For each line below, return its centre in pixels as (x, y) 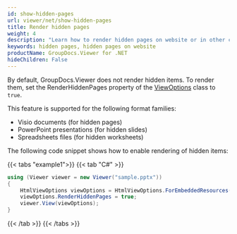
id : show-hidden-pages (41, 14)
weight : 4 (22, 33)
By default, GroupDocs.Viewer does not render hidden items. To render (111, 80)
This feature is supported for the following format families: (92, 108)
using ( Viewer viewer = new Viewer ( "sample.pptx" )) (85, 177)
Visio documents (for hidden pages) (70, 122)
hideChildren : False (38, 60)
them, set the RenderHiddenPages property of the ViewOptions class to (111, 87)
